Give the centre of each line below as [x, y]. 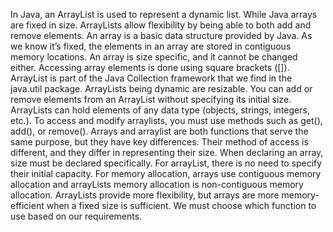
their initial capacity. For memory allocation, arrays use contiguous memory [166, 173]
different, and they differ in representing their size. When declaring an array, [167, 152]
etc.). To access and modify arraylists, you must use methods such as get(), [166, 120]
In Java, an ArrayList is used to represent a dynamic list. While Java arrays [164, 14]
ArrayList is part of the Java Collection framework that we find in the [151, 78]
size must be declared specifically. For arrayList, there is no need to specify [166, 163]
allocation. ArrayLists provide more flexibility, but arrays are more [145, 195]
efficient [27, 205]
